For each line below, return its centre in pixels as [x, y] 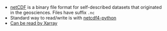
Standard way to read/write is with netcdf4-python [63, 18]
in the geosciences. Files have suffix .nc [52, 12]
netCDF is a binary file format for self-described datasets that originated [86, 7]
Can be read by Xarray [34, 23]
